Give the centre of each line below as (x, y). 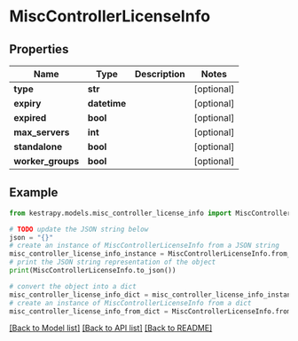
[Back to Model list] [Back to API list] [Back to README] (111, 328)
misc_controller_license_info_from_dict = (89, 311)
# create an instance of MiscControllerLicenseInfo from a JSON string (144, 246)
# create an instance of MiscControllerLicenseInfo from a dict (130, 303)
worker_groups (47, 161)
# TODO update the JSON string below (79, 229)
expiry (27, 103)
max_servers (42, 132)
